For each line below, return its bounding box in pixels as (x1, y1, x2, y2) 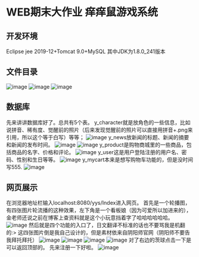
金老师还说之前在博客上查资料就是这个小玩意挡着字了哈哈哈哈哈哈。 (6, 214, 173, 221)
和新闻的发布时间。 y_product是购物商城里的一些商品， (6, 141, 186, 148)
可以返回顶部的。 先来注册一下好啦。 (6, 244, 97, 251)
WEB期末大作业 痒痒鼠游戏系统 (6, 5, 158, 19)
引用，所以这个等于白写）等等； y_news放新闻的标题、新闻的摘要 (6, 133, 189, 140)
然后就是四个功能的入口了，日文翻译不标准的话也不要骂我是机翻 (29, 221, 186, 229)
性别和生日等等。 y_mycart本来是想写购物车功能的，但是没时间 (16, 156, 194, 163)
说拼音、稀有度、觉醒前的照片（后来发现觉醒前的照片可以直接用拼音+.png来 (6, 126, 193, 133)
